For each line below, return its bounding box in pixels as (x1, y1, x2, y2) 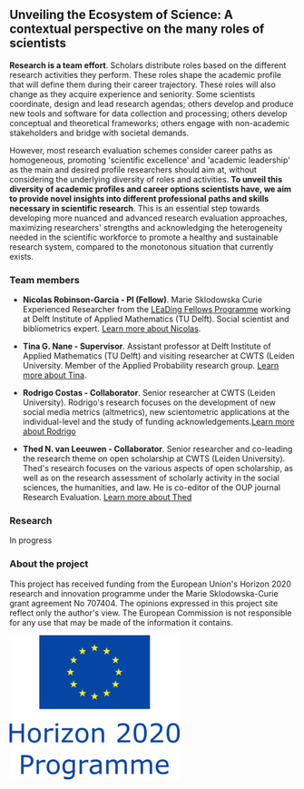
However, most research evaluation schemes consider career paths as (9, 144, 273, 155)
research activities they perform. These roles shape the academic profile (9, 69, 281, 80)
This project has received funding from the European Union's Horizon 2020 (9, 578, 292, 589)
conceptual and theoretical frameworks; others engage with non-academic (9, 117, 290, 128)
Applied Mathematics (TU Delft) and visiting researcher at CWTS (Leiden (22, 350, 295, 361)
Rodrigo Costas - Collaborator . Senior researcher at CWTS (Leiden (22, 388, 276, 399)
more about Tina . (22, 370, 87, 380)
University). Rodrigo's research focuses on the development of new (22, 397, 277, 408)
